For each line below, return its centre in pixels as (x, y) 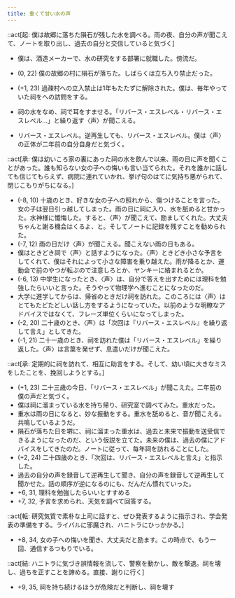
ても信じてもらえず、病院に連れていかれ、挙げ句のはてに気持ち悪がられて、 (117, 176)
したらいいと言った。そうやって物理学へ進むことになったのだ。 (115, 287)
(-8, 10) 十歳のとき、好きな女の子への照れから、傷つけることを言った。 (120, 200)
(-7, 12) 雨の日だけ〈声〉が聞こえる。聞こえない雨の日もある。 (108, 244)
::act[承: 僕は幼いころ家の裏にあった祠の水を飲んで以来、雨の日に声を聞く (114, 159)
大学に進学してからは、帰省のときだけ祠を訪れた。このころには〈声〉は (121, 296)
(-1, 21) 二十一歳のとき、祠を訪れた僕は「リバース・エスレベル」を (113, 340)
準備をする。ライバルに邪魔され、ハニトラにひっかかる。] (101, 524)
